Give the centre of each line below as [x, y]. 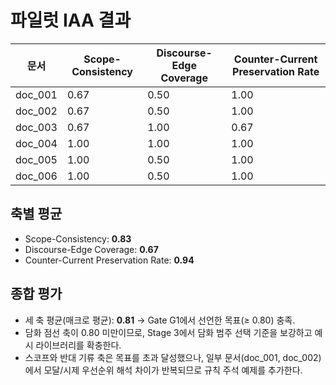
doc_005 [36, 159]
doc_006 [36, 176]
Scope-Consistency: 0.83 [78, 238]
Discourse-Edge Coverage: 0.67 [91, 249]
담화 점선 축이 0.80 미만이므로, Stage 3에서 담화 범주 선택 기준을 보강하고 [168, 332]
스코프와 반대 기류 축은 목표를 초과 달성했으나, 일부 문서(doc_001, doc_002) [173, 357]
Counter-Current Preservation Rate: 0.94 [109, 260]
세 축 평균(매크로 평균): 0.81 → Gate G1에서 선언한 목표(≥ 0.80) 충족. [160, 320]
